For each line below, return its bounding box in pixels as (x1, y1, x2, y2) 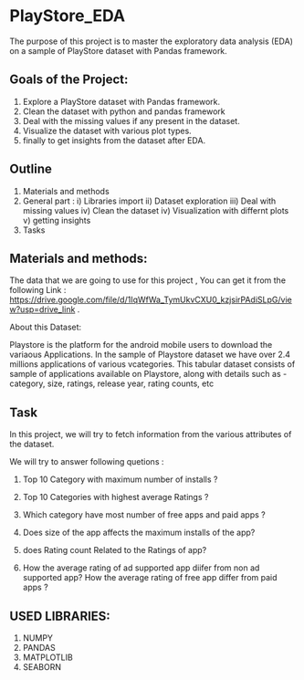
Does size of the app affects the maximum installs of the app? (22, 527, 256, 539)
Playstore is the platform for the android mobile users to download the (9, 340, 273, 350)
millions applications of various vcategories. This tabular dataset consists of (9, 359, 296, 370)
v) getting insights (22, 214, 91, 225)
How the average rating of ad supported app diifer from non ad (22, 562, 260, 573)
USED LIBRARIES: (9, 608, 111, 623)
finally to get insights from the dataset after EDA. (22, 134, 206, 146)
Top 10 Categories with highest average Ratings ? (22, 492, 209, 503)
